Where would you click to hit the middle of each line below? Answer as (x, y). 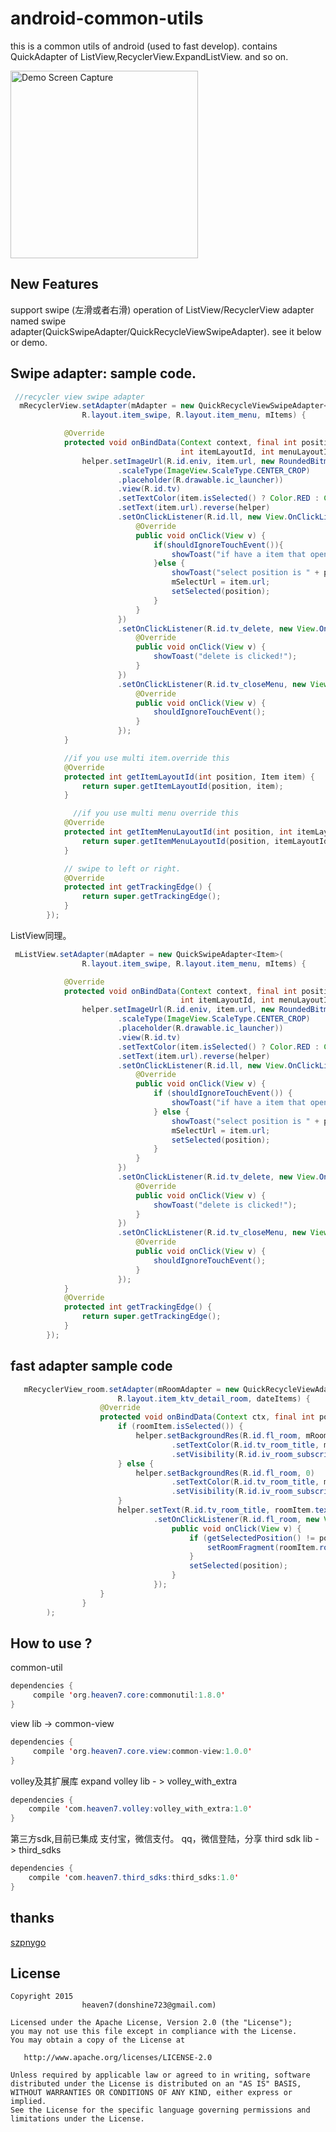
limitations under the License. (77, 2119)
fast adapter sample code (91, 1366)
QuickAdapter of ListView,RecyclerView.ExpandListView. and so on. (149, 56)
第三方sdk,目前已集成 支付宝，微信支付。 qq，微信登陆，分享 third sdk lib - (165, 1839)
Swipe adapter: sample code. (103, 373)
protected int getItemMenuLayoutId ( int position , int (178, 832)
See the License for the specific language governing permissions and (160, 2110)
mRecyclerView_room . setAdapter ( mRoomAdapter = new (131, 1389)
